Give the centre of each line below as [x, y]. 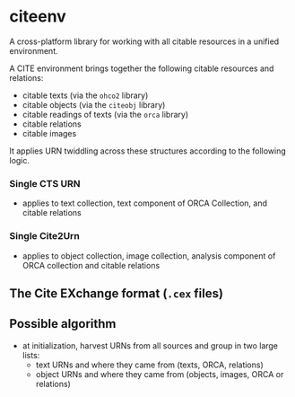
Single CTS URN [45, 183]
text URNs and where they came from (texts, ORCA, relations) [150, 365]
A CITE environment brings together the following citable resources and [142, 68]
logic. [19, 160]
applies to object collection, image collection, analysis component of [149, 256]
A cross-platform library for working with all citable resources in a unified [144, 41]
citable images [49, 133]
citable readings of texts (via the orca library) [105, 114]
